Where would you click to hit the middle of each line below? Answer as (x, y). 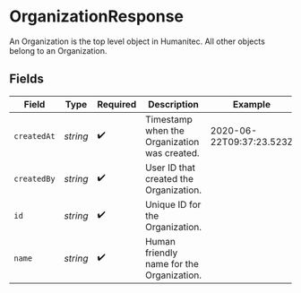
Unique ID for (173, 204)
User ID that (170, 168)
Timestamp (168, 119)
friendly (161, 253)
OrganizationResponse (97, 17)
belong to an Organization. (58, 50)
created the (169, 178)
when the (165, 130)
